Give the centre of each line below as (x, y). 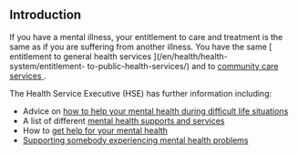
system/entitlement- (47, 66)
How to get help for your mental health (95, 130)
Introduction (46, 15)
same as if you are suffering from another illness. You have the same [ (141, 46)
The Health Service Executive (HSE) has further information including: (141, 93)
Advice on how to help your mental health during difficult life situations (155, 111)
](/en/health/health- (190, 56)
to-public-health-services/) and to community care (183, 66)
